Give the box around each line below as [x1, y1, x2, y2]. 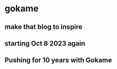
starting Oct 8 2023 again [4, 39, 85, 47]
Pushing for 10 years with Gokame [4, 56, 112, 65]
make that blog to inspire [4, 23, 82, 31]
